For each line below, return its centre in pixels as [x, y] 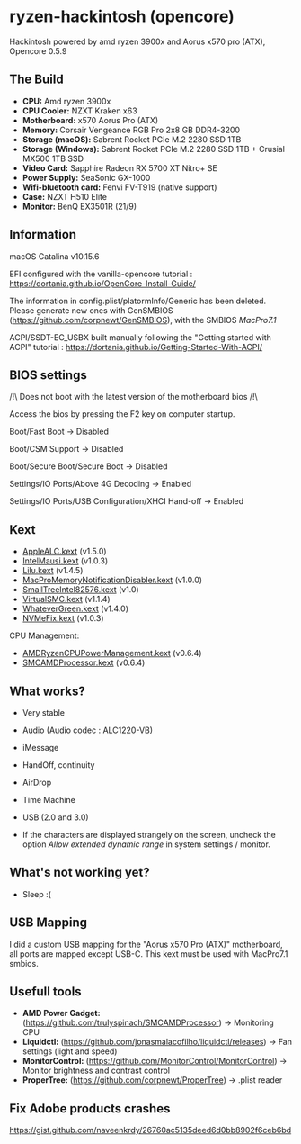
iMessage [40, 748]
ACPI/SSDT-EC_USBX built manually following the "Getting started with [141, 337]
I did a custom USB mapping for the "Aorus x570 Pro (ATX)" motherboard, [146, 944]
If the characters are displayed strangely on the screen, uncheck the [149, 835]
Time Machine [49, 800]
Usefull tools [46, 992]
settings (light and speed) [70, 1051]
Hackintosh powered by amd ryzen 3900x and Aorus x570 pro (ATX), [137, 41]
